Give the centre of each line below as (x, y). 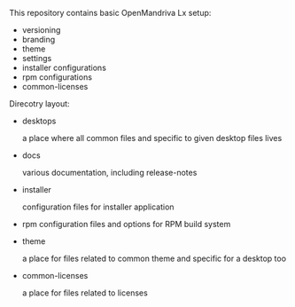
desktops (39, 121)
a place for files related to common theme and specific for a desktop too (154, 258)
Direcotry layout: (39, 104)
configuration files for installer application (98, 207)
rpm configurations (57, 77)
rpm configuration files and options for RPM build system (126, 224)
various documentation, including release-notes (109, 173)
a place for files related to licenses (85, 293)
